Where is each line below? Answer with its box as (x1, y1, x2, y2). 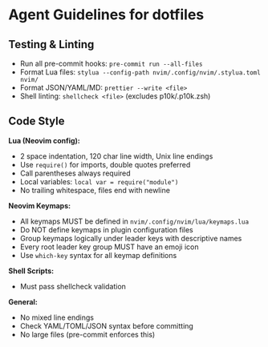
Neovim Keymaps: (8, 200, 71, 210)
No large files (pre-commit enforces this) (19, 329, 156, 339)
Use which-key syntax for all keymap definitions (19, 250, 177, 260)
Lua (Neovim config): (8, 135, 80, 145)
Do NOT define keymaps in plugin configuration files (19, 224, 194, 234)
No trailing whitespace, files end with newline (19, 185, 171, 195)
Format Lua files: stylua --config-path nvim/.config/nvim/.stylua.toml (19, 67, 261, 77)
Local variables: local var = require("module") (19, 176, 179, 186)
